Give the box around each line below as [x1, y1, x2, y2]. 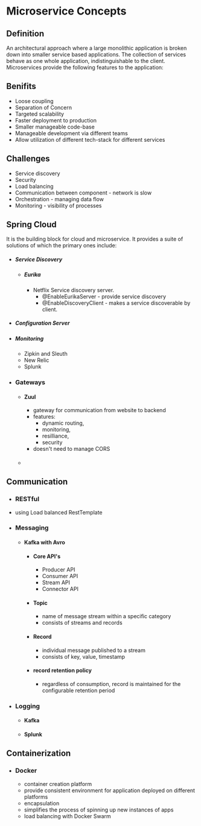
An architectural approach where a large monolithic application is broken [6, 44, 187, 52]
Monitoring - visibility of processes [14, 202, 102, 209]
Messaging [14, 524, 49, 532]
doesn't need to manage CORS [33, 445, 110, 453]
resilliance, [42, 432, 69, 440]
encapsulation [24, 799, 60, 807]
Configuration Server [14, 319, 70, 327]
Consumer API [42, 573, 78, 580]
